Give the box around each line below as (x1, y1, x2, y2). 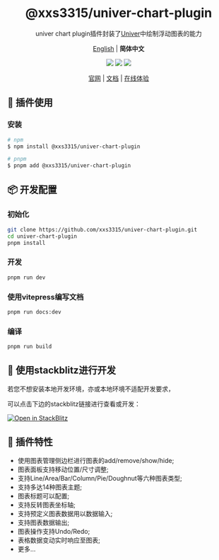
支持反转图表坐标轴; (17, 501, 76, 509)
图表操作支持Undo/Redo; (17, 527, 90, 535)
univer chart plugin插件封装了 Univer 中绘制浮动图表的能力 (35, 29, 203, 38)
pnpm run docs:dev (7, 308, 61, 316)
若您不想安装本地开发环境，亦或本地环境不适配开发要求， (7, 384, 174, 393)
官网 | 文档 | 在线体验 (88, 74, 150, 82)
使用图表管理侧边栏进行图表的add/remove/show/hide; (17, 456, 174, 464)
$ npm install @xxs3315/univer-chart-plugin (7, 143, 141, 150)
